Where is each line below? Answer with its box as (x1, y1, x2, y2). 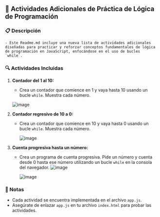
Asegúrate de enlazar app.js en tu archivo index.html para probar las (12, 202, 152, 208)
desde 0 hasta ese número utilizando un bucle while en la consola (19, 159, 152, 165)
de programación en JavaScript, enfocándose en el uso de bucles (5, 49, 140, 54)
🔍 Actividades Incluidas (5, 64, 64, 71)
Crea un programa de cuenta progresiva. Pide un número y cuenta (19, 154, 153, 160)
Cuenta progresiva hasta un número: (12, 144, 89, 150)
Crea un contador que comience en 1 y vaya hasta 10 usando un (19, 87, 148, 93)
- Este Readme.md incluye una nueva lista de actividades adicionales (5, 40, 151, 45)
